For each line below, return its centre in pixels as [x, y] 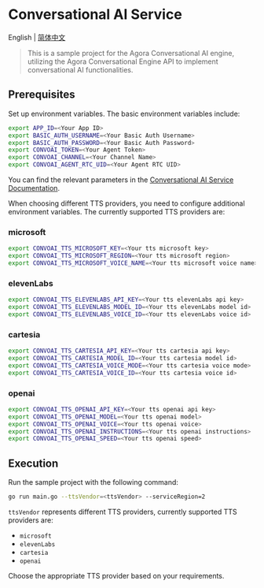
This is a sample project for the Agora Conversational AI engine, [131, 53]
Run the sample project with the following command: [93, 482]
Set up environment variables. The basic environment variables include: [124, 114]
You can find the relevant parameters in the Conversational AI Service [121, 180]
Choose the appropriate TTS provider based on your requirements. [116, 576]
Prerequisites [42, 95]
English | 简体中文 [37, 37]
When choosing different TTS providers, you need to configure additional [126, 203]
